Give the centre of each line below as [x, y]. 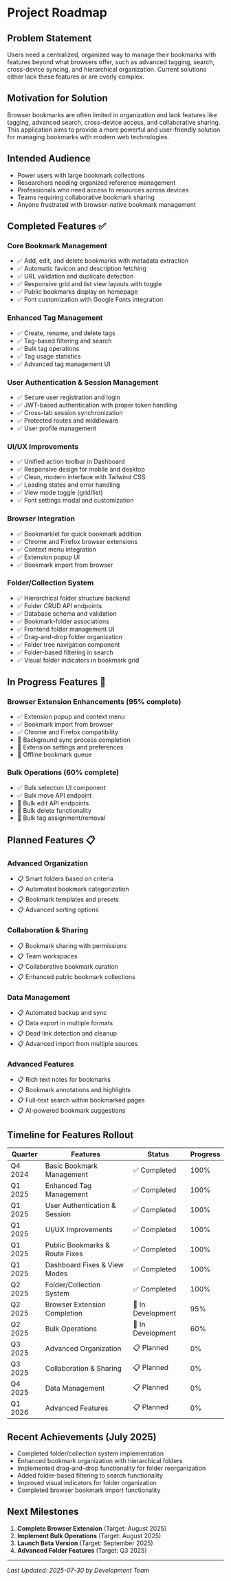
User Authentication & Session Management [83, 382]
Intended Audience [49, 159]
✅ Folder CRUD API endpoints [59, 605]
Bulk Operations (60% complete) [63, 772]
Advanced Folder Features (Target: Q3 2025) [82, 1550]
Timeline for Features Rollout [70, 1135]
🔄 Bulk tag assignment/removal [61, 818]
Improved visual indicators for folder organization [87, 1482]
